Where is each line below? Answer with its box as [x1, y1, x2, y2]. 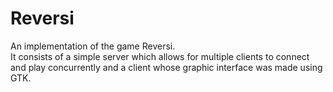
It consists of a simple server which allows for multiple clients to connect [10, 50, 310, 62]
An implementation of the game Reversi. [10, 40, 176, 52]
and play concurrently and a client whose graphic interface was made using [10, 61, 323, 73]
